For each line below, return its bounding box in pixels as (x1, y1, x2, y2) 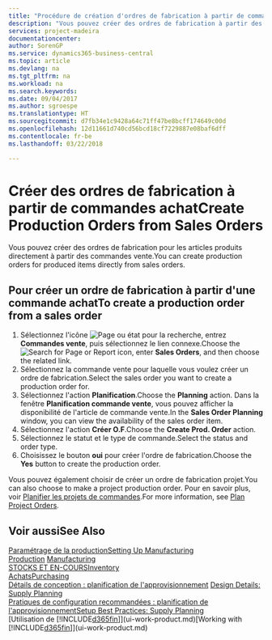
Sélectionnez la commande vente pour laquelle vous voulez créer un (19, 365, 249, 375)
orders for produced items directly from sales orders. (8, 260, 186, 269)
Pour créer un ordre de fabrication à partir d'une (8, 283, 256, 297)
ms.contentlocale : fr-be (8, 132, 92, 140)
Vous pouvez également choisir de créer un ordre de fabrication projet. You (8, 475, 257, 485)
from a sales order (8, 308, 103, 322)
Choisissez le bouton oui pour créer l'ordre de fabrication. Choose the (19, 451, 253, 460)
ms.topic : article (8, 57, 70, 66)
